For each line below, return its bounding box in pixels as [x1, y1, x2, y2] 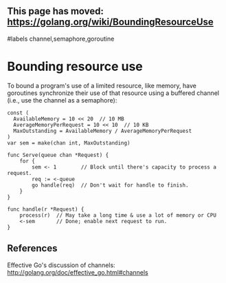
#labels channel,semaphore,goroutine [7, 34, 115, 43]
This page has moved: [7, 6, 104, 17]
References [7, 242, 58, 254]
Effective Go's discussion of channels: [7, 261, 115, 269]
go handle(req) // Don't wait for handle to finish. [32, 182, 189, 189]
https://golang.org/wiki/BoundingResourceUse [7, 17, 214, 28]
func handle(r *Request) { [7, 206, 84, 213]
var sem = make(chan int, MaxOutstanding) [7, 139, 131, 147]
